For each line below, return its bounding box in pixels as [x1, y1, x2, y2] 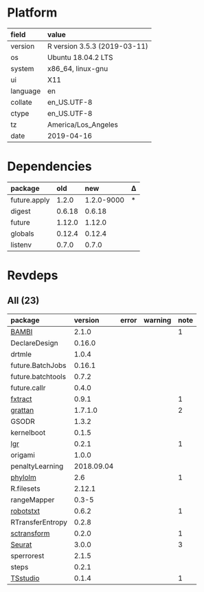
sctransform [10, 529, 50, 538]
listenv [10, 240, 32, 249]
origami [10, 450, 36, 460]
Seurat [10, 540, 32, 549]
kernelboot [10, 427, 46, 437]
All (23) [7, 295, 40, 307]
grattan [10, 405, 34, 415]
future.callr [10, 382, 46, 392]
